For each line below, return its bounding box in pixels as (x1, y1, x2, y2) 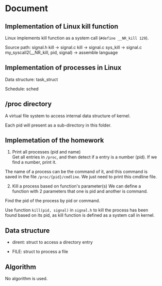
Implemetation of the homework (5, 136, 104, 144)
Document (5, 3, 49, 14)
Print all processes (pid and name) (12, 149, 81, 155)
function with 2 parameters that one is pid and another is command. (12, 189, 148, 194)
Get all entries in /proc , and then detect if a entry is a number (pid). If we (12, 154, 157, 160)
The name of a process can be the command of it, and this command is (5, 169, 148, 175)
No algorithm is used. (5, 276, 48, 282)
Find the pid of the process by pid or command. (5, 198, 100, 204)
